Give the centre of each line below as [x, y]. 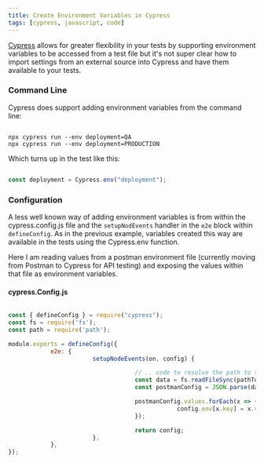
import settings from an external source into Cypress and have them [119, 62]
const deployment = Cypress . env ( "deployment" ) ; [88, 180]
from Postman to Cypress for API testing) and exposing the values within [126, 265]
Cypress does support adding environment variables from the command [125, 108]
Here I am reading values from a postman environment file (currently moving [132, 257]
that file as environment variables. [63, 273]
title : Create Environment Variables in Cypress [89, 15]
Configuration [35, 199]
